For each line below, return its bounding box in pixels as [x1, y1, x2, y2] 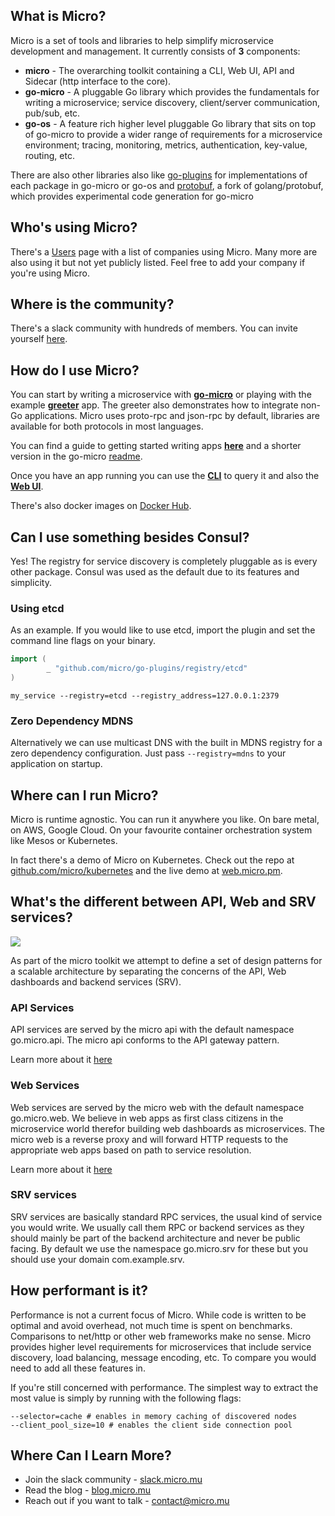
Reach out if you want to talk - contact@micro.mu [24, 1495, 230, 1507]
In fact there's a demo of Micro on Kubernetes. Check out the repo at [10, 854, 295, 866]
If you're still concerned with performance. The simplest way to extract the [10, 1381, 319, 1393]
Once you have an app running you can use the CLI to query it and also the [10, 470, 320, 482]
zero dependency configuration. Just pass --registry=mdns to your [10, 747, 287, 759]
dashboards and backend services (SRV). [10, 975, 182, 988]
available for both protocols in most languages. [10, 420, 204, 433]
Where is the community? [10, 296, 175, 313]
